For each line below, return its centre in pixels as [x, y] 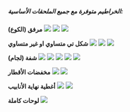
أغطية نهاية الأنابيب [32, 86]
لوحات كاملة [24, 100]
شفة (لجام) [23, 57]
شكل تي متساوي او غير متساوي [48, 44]
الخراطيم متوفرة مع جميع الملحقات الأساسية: [66, 11]
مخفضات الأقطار [29, 72]
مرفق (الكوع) [25, 29]
